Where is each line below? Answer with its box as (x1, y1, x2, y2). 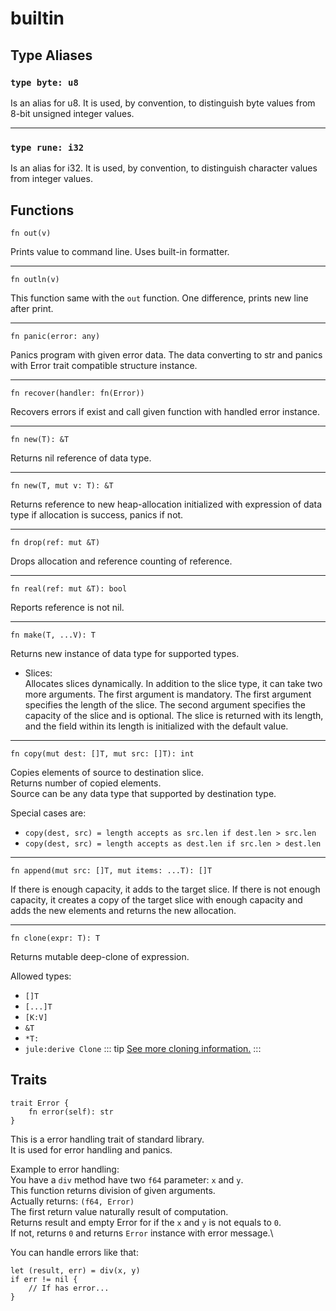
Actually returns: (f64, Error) (10, 1195, 135, 1207)
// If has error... (28, 1283, 110, 1293)
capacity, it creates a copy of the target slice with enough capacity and (10, 893, 303, 906)
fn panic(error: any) (10, 331, 101, 341)
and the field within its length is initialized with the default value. (24, 720, 289, 732)
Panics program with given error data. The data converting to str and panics (10, 348, 323, 361)
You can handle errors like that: (10, 1246, 139, 1258)
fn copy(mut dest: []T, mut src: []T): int (10, 748, 195, 759)
